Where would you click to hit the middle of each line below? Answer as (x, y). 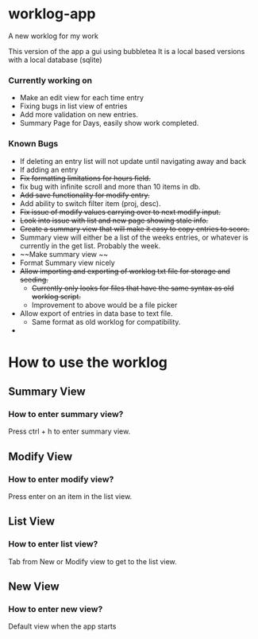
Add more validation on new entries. (79, 115)
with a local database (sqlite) (55, 60)
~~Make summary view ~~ (64, 254)
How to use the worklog (88, 362)
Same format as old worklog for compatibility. (106, 321)
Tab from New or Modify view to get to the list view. (92, 561)
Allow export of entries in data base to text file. (96, 313)
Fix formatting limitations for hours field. (85, 178)
